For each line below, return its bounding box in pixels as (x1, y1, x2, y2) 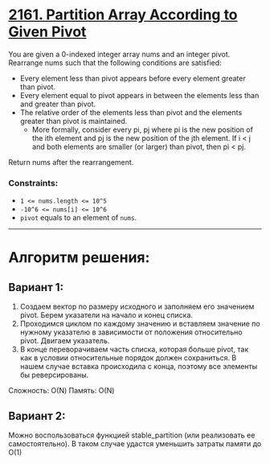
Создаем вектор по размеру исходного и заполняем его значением (19, 302, 255, 311)
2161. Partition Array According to (8, 6, 239, 24)
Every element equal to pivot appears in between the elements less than (19, 90, 260, 100)
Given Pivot (8, 23, 87, 41)
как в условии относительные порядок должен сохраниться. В (19, 353, 237, 363)
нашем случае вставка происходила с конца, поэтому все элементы (19, 362, 258, 372)
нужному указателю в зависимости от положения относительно (19, 327, 243, 337)
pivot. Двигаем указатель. (19, 336, 110, 346)
